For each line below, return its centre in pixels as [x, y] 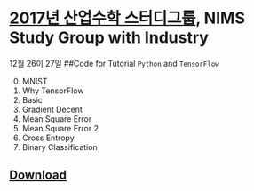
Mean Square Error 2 [60, 128]
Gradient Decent [52, 109]
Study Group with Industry [109, 38]
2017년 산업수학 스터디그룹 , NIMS [127, 18]
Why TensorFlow [53, 91]
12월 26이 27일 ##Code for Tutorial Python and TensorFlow [115, 63]
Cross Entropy [48, 138]
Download [38, 175]
